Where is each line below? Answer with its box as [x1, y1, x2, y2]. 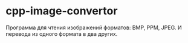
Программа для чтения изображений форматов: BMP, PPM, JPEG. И [5, 24, 182, 31]
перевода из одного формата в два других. [5, 30, 118, 37]
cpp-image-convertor [5, 4, 118, 18]
